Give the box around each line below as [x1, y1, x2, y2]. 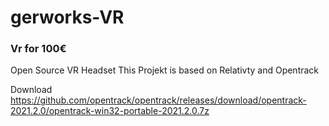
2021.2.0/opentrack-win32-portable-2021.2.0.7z [10, 105, 210, 117]
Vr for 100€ [10, 42, 67, 56]
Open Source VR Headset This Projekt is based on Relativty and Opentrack [10, 64, 320, 76]
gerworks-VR [10, 6, 125, 29]
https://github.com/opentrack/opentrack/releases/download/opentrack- [10, 94, 307, 106]
